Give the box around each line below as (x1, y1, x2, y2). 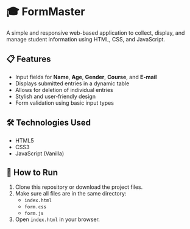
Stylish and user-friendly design (15, 93, 96, 100)
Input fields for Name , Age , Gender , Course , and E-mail (15, 73, 157, 80)
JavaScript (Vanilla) (15, 150, 65, 157)
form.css (24, 204, 47, 210)
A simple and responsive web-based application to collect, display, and (6, 29, 185, 37)
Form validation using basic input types (15, 99, 114, 107)
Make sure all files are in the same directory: (15, 190, 127, 197)
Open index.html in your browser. (15, 216, 100, 223)
